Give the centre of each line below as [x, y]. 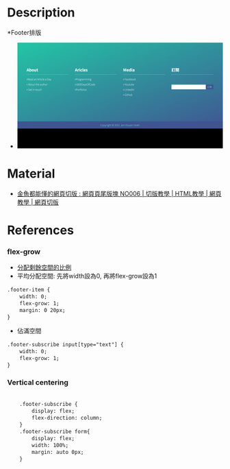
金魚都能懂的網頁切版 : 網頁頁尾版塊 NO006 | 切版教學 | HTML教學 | [112, 193]
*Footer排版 [24, 32]
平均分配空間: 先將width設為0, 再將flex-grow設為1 [87, 276]
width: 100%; [50, 446]
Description [41, 13]
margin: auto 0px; [58, 453]
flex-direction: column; [67, 418]
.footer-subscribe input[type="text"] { [66, 345]
